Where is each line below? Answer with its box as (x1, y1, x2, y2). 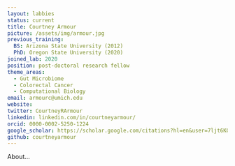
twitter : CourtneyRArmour (7, 107, 83, 114)
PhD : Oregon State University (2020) (13, 50, 124, 56)
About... (7, 153, 30, 161)
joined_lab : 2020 (7, 56, 58, 63)
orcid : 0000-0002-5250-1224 (7, 120, 90, 128)
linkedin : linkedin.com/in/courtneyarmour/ (7, 114, 136, 121)
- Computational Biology (13, 88, 86, 95)
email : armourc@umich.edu (7, 95, 83, 102)
